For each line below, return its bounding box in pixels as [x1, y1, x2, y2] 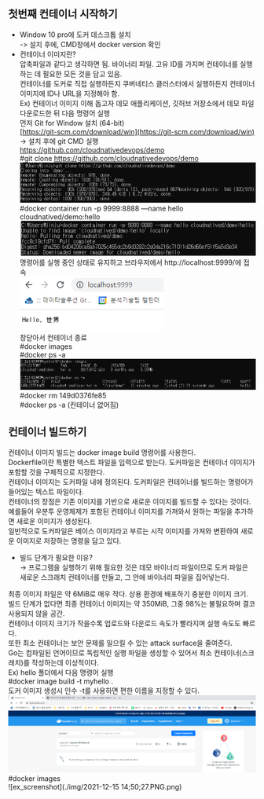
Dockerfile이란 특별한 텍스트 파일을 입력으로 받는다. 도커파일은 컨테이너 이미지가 [8, 457, 255, 467]
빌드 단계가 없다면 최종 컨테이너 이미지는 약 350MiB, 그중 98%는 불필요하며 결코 [8, 599, 255, 608]
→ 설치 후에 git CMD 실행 [19, 136, 99, 145]
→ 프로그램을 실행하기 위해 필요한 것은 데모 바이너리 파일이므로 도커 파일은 [19, 563, 249, 572]
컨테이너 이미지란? [19, 49, 76, 59]
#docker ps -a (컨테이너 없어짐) [19, 400, 119, 409]
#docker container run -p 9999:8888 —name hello [19, 203, 184, 213]
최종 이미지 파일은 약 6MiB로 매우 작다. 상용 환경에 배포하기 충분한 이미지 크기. [8, 588, 249, 599]
